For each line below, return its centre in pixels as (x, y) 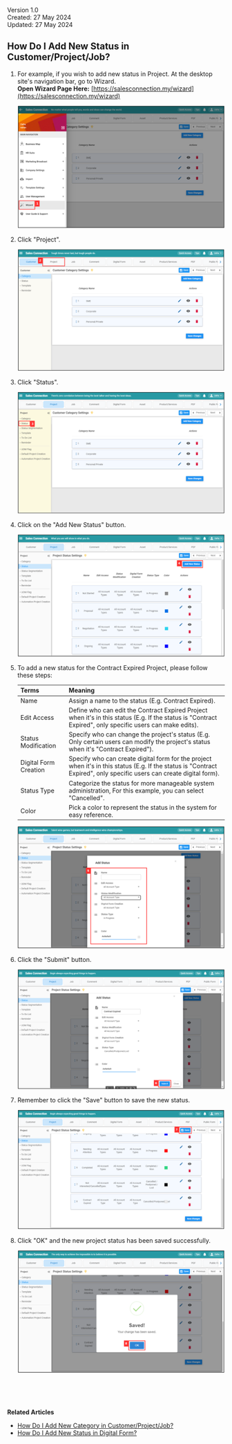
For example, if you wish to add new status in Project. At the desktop (115, 74)
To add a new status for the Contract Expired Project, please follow (113, 667)
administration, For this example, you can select (136, 790)
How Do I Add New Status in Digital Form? (77, 1433)
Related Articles (31, 1412)
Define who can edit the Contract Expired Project (138, 710)
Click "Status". (38, 382)
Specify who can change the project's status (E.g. (139, 734)
